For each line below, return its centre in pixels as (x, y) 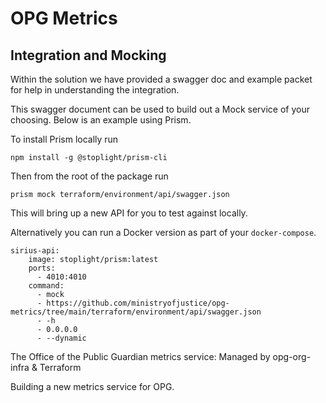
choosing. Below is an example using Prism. (101, 120)
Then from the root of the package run (89, 176)
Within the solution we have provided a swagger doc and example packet (161, 79)
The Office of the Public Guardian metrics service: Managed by (140, 356)
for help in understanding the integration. (95, 90)
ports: (42, 268)
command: (46, 286)
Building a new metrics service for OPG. (92, 386)
